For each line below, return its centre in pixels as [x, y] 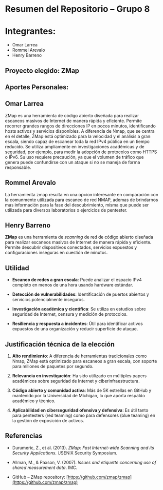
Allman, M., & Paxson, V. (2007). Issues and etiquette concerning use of [84, 462]
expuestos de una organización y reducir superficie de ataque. [75, 329]
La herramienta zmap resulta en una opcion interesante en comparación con [82, 194]
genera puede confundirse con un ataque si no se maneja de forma [72, 162]
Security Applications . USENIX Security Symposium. [65, 453]
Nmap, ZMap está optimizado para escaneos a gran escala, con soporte [84, 361]
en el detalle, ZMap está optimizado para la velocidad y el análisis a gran [78, 136]
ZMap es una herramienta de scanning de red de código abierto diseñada [79, 237]
